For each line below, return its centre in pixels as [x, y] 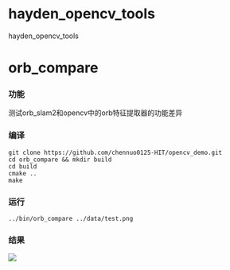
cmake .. [23, 173]
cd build [23, 166]
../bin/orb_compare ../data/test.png [71, 219]
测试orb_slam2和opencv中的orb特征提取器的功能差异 [96, 113]
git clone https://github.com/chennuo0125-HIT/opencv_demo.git [115, 152]
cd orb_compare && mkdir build [60, 160]
